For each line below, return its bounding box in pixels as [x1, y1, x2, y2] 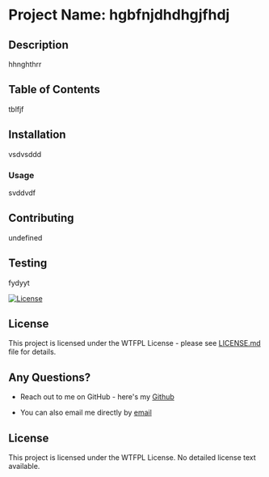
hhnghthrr [8, 59, 42, 69]
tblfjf [8, 104, 24, 114]
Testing [8, 257, 48, 270]
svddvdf [8, 188, 36, 198]
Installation [8, 128, 66, 142]
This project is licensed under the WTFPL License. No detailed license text [8, 452, 256, 462]
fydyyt [8, 278, 30, 287]
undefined [8, 232, 43, 242]
